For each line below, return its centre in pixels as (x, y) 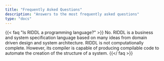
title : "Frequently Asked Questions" (44, 10)
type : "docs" (18, 19)
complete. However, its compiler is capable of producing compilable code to (82, 48)
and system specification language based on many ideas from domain (76, 38)
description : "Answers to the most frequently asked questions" (72, 14)
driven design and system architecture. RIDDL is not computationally (74, 43)
